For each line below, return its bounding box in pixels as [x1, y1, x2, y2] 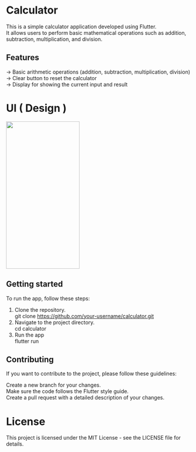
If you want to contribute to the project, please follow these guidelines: [6, 370, 177, 377]
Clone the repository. [14, 306, 66, 313]
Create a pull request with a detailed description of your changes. [6, 394, 165, 401]
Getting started [6, 279, 63, 289]
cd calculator [14, 325, 47, 332]
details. [6, 440, 24, 448]
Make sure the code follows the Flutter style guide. [6, 388, 129, 395]
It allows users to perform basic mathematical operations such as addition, [6, 29, 187, 36]
